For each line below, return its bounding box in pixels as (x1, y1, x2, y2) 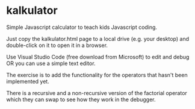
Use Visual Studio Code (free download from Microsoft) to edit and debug (6, 53, 190, 60)
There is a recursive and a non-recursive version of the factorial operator (6, 89, 188, 96)
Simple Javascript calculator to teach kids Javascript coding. (6, 23, 158, 31)
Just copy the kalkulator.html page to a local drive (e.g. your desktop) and (6, 35, 190, 42)
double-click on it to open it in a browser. (6, 42, 108, 49)
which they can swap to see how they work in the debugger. (6, 96, 156, 103)
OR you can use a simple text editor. (6, 60, 96, 67)
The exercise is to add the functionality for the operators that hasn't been (6, 71, 188, 78)
